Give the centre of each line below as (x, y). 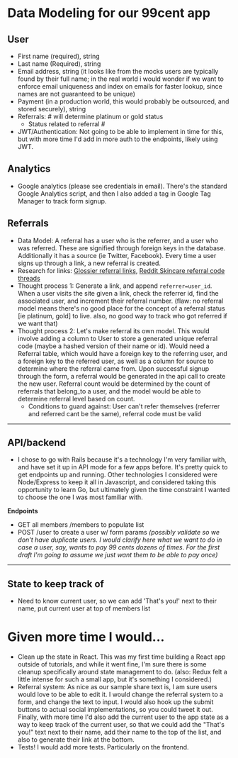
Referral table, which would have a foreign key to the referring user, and (123, 353)
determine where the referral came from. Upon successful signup (113, 368)
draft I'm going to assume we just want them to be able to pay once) (118, 555)
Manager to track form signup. (62, 201)
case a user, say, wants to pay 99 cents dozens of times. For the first (119, 547)
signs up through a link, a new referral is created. (89, 263)
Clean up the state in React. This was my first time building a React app (121, 657)
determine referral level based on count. (76, 398)
